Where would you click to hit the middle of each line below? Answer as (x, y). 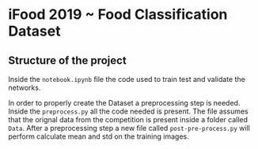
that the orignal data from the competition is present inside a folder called (128, 119)
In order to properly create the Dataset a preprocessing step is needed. (124, 103)
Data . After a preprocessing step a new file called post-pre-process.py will (129, 128)
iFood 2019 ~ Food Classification (118, 15)
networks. (25, 88)
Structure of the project (67, 60)
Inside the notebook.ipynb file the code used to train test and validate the (127, 79)
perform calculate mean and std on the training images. (99, 136)
